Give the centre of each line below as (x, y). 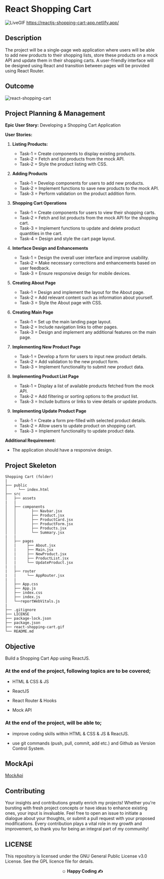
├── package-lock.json (28, 619)
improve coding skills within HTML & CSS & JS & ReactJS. (70, 733)
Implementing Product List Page (46, 376)
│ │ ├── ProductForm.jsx (39, 524)
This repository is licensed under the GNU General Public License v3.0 (76, 856)
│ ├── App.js (21, 588)
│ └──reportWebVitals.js (33, 601)
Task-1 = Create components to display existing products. (78, 154)
